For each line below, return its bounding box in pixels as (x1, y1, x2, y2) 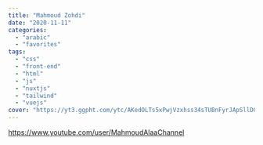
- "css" (15, 56, 41, 63)
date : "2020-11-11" (8, 19, 72, 27)
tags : (8, 48, 26, 56)
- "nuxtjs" (15, 84, 51, 92)
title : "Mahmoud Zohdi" (8, 11, 86, 20)
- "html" (15, 70, 44, 78)
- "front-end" (15, 63, 61, 71)
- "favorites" (15, 41, 61, 49)
